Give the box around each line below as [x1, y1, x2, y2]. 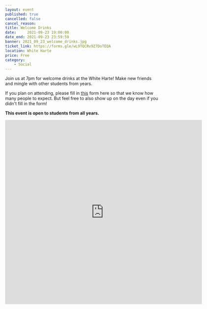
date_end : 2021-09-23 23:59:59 [5, 35, 69, 40]
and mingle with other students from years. [5, 81, 92, 86]
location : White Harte [5, 48, 52, 53]
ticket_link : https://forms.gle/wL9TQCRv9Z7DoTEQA [5, 44, 111, 49]
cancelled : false [5, 16, 41, 21]
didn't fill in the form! [5, 101, 48, 107]
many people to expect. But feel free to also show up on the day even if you [5, 95, 158, 101]
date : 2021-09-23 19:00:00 [5, 30, 69, 35]
